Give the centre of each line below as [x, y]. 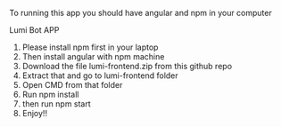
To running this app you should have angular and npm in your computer [140, 13]
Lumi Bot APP [34, 30]
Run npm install [50, 94]
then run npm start [56, 104]
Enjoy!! [34, 113]
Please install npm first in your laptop [90, 47]
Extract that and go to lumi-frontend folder [100, 75]
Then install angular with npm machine [93, 56]
